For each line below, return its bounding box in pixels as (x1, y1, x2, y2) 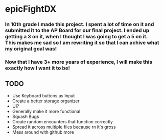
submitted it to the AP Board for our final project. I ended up (5, 27, 150, 34)
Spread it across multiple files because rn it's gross (12, 124, 116, 130)
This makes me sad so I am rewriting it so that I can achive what (5, 39, 160, 46)
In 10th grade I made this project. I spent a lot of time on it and (5, 21, 154, 28)
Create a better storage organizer (12, 98, 80, 104)
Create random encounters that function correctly (12, 118, 113, 124)
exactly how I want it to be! (5, 65, 70, 71)
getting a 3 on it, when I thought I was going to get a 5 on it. (5, 33, 148, 40)
